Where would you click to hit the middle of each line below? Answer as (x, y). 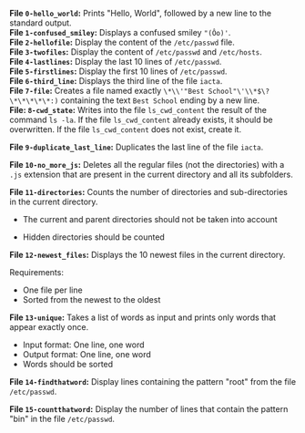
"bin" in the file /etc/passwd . (62, 419)
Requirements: (36, 272)
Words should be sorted (68, 364)
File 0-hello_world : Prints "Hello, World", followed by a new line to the (140, 13)
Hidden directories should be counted (94, 237)
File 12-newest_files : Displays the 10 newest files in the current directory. (147, 255)
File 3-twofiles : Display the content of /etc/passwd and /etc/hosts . (136, 52)
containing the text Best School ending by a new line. (160, 100)
